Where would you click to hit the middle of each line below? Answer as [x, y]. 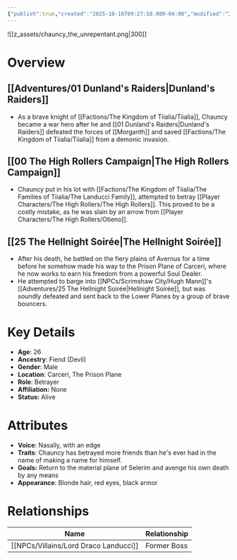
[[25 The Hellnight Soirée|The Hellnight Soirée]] [115, 241]
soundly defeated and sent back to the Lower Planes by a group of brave [123, 296]
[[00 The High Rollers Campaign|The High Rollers [118, 162]
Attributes [38, 426]
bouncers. [32, 304]
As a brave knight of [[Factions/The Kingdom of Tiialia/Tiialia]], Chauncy [122, 117]
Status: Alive [36, 397]
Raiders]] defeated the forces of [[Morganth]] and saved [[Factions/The [121, 132]
